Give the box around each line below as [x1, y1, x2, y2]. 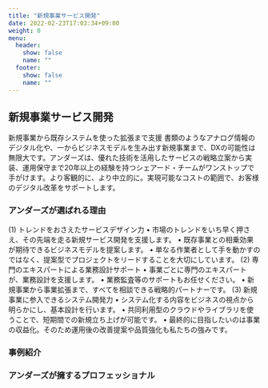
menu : [8, 34, 26, 42]
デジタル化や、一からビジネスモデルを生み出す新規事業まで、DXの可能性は [8, 143, 256, 153]
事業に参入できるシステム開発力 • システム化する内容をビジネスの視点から [8, 294, 254, 304]
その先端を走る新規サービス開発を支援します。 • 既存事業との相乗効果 [22, 234, 254, 244]
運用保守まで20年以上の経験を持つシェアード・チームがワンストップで [22, 163, 254, 173]
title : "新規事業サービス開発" [8, 11, 101, 20]
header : [15, 42, 42, 50]
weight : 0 [8, 26, 42, 34]
